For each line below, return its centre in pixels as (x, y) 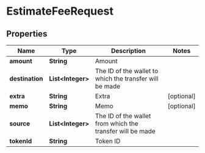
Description (128, 51)
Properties (27, 34)
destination (26, 79)
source (20, 123)
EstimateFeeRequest (60, 11)
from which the (117, 123)
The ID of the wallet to (127, 71)
